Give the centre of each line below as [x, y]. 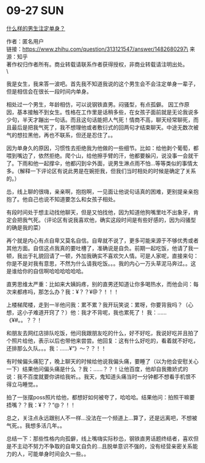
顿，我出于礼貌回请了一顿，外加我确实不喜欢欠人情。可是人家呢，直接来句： [103, 256]
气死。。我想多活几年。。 [36, 425]
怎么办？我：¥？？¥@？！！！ [81, 292]
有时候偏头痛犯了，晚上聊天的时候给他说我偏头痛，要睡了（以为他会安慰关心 [103, 361]
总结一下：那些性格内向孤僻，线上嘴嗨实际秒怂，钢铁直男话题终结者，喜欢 [100, 439]
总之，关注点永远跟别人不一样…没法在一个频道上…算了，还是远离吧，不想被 [102, 418]
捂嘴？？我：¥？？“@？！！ [41, 405]
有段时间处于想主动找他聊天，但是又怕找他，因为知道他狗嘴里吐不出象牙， [100, 212]
